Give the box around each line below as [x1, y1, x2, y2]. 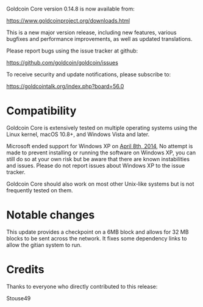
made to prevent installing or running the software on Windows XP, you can [6, 149, 196, 156]
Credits [6, 262, 45, 276]
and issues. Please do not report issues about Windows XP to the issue [6, 162, 185, 169]
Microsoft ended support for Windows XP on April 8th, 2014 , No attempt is [6, 142, 193, 150]
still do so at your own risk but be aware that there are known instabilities [6, 155, 190, 162]
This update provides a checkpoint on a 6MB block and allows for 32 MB [6, 228, 189, 236]
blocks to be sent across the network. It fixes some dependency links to [6, 234, 187, 242]
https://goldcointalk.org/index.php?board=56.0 [6, 82, 124, 90]
